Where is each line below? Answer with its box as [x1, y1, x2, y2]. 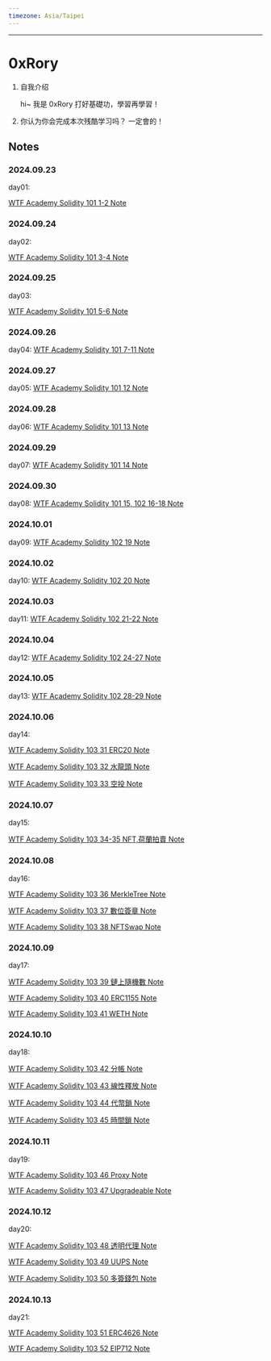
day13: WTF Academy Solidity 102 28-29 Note [8, 691, 162, 700]
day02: [8, 236, 32, 246]
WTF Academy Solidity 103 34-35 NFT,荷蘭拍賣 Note [8, 834, 185, 844]
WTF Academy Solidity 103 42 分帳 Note [8, 1064, 144, 1074]
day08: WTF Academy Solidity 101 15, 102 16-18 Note [8, 499, 184, 508]
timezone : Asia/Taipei [8, 11, 85, 20]
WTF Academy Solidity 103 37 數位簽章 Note [8, 905, 157, 916]
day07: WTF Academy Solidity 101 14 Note [8, 461, 148, 470]
